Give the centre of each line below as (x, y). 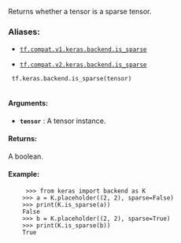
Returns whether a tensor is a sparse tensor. (80, 11)
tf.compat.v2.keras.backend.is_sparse (83, 65)
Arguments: (28, 103)
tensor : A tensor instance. (63, 121)
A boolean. (26, 156)
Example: (24, 174)
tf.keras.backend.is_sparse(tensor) (72, 79)
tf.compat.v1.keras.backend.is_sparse (83, 50)
